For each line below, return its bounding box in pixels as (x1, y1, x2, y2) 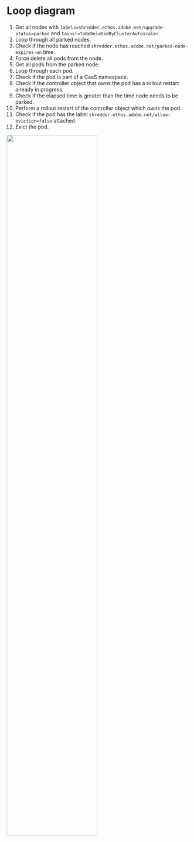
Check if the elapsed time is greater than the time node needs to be (15, 92, 178, 99)
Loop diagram (6, 4, 76, 18)
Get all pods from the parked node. (15, 60, 100, 68)
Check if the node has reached (15, 42, 90, 49)
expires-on (15, 49, 42, 55)
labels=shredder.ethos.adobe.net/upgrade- (60, 25, 166, 31)
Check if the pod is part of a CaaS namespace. (15, 73, 128, 80)
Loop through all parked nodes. (15, 36, 91, 43)
